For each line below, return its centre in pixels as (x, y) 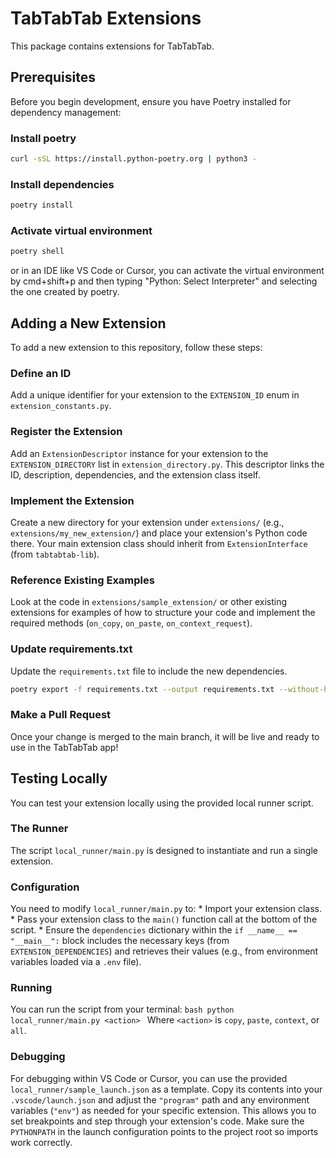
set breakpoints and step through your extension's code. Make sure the (157, 1121)
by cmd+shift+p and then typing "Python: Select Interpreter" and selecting (164, 281)
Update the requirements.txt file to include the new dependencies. (149, 671)
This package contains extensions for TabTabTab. (112, 46)
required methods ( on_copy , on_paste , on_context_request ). (131, 623)
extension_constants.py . (61, 406)
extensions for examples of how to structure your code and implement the (163, 613)
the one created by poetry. (65, 292)
